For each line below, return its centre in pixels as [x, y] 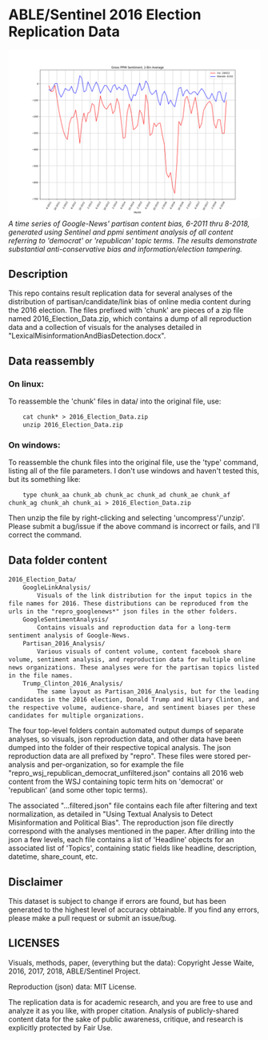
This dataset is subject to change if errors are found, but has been [117, 901]
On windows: [34, 445]
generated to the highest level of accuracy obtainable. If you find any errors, [134, 909]
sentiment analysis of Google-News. [69, 636]
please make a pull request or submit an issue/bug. [92, 918]
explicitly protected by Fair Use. [61, 1027]
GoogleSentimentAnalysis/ [66, 620]
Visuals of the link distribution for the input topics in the [144, 596]
